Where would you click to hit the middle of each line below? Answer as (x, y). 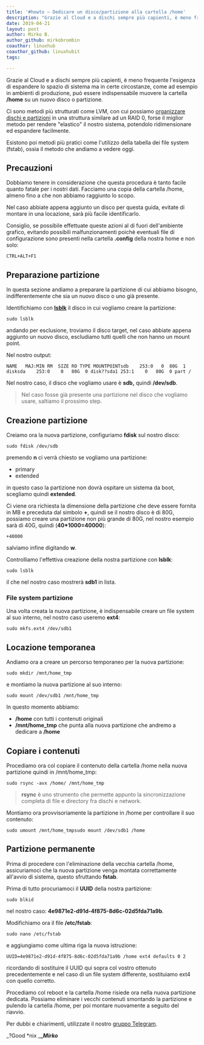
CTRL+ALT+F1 (21, 257)
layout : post (23, 29)
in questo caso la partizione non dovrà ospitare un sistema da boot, (90, 487)
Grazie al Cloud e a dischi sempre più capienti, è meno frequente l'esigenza (101, 80)
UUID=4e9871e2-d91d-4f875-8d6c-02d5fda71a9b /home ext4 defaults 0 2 (96, 956)
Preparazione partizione (53, 275)
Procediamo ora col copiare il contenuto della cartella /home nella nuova (97, 765)
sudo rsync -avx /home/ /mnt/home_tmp (55, 783)
